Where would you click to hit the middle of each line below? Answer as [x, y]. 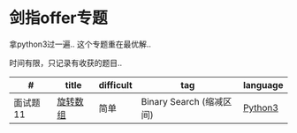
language [263, 85]
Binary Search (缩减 [182, 101]
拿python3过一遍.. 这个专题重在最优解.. [80, 44]
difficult [115, 85]
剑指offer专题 [58, 18]
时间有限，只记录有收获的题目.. [66, 63]
